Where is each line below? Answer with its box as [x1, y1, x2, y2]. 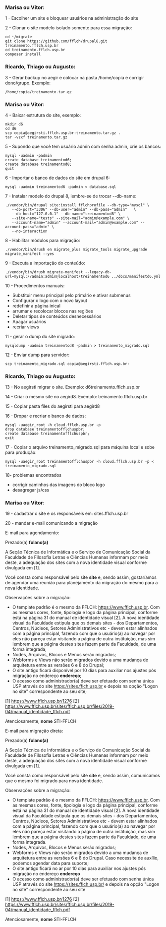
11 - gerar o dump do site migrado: [5, 333, 75, 339]
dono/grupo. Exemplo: [5, 80, 51, 86]
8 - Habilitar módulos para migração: [5, 237, 80, 243]
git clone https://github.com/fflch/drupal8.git [5, 39, 108, 44]
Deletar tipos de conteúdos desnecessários [12, 313, 102, 319]
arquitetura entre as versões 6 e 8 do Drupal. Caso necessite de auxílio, [12, 855, 159, 861]
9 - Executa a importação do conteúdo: [5, 260, 85, 266]
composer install [5, 52, 41, 57]
